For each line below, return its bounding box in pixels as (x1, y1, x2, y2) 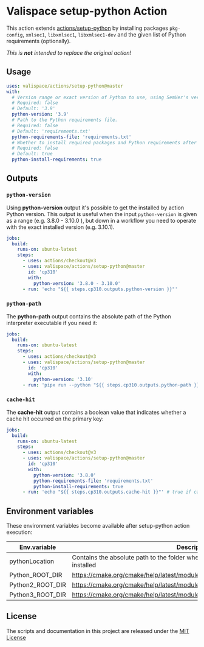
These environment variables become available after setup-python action (6, 522, 190, 530)
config (6, 32, 23, 38)
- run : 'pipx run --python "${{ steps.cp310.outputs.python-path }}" (22, 382, 202, 388)
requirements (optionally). (6, 37, 71, 44)
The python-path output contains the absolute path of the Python (6, 312, 171, 320)
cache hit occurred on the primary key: (6, 415, 104, 422)
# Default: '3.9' (12, 105, 56, 112)
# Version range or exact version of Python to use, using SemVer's (12, 94, 189, 100)
